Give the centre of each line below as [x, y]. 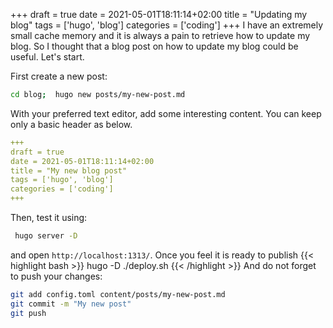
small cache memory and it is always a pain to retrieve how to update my [160, 35]
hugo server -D [46, 236]
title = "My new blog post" [69, 170]
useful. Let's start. [47, 57]
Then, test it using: [49, 217]
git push [28, 313]
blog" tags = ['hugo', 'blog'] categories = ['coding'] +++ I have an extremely [167, 25]
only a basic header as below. [71, 124]
